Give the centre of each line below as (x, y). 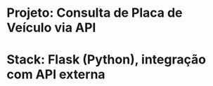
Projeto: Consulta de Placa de (95, 13)
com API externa (56, 74)
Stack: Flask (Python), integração (106, 60)
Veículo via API (51, 28)
